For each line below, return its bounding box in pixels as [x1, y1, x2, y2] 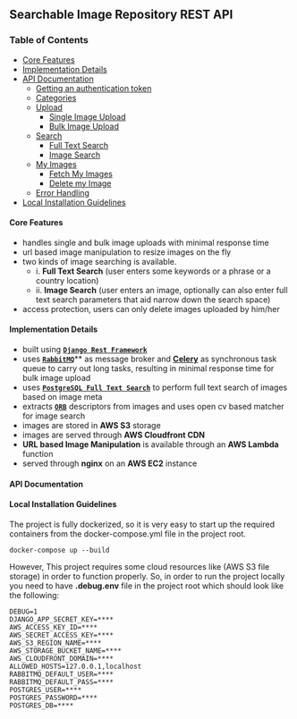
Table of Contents [9, 34, 89, 47]
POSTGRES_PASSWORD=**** [9, 693, 98, 702]
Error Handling [35, 187, 89, 198]
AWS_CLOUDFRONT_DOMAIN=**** [9, 654, 115, 663]
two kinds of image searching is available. [21, 256, 177, 266]
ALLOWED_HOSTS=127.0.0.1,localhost [9, 662, 142, 671]
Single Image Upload [48, 111, 127, 122]
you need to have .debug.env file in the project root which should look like [9, 580, 284, 591]
